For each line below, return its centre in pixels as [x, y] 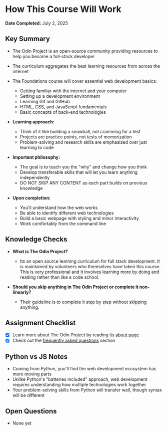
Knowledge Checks [36, 239]
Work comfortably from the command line [63, 224]
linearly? [22, 292]
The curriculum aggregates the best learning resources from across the [86, 66]
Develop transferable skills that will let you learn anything [79, 172]
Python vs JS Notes [36, 357]
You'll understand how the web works [59, 207]
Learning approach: [33, 122]
